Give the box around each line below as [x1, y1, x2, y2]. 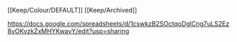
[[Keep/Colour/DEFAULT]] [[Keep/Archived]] [7, 6, 138, 14]
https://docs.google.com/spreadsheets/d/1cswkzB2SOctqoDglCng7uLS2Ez [7, 20, 230, 27]
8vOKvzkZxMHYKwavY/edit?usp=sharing [7, 27, 130, 35]
